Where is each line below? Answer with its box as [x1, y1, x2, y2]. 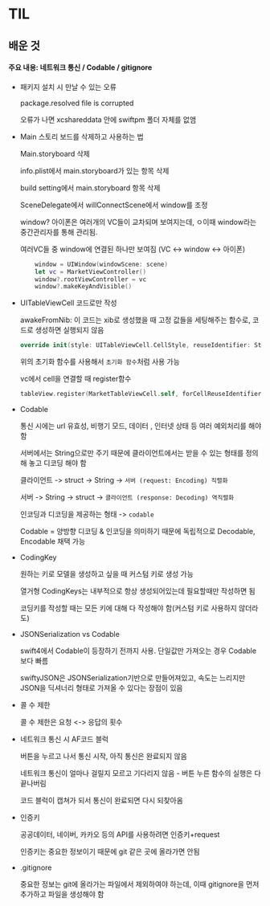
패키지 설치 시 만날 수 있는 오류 [19, 82, 117, 92]
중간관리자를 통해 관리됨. [19, 226, 98, 237]
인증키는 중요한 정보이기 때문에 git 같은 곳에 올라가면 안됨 [19, 847, 200, 856]
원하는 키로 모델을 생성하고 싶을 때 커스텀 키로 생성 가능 [19, 569, 194, 579]
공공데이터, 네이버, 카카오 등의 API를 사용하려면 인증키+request [19, 830, 220, 839]
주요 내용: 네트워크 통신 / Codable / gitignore [8, 63, 153, 72]
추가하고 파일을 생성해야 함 [19, 889, 104, 900]
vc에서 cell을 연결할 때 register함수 [19, 374, 132, 384]
